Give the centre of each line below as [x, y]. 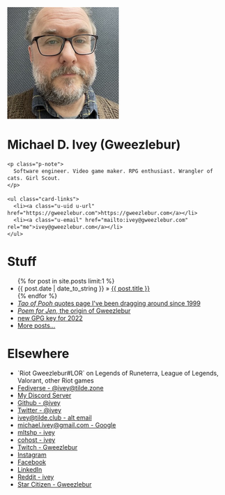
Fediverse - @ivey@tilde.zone [60, 387]
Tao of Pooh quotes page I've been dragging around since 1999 [109, 303]
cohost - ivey [36, 440]
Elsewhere [38, 354]
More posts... [36, 325]
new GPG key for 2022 [50, 318]
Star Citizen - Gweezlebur [54, 484]
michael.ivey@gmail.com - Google [67, 424]
